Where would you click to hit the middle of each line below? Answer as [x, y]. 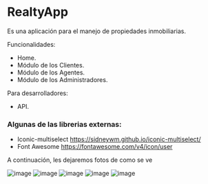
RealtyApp [38, 12]
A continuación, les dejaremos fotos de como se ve [80, 160]
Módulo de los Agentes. [51, 72]
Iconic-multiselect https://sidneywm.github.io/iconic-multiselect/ [109, 139]
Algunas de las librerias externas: [64, 124]
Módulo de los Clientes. [51, 65]
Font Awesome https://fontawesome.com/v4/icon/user [95, 147]
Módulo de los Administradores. [62, 79]
